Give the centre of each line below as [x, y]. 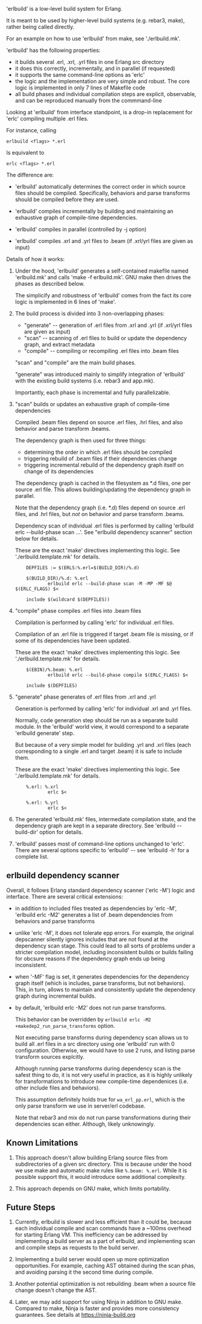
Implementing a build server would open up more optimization [92, 1259]
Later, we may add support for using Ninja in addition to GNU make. [99, 1302]
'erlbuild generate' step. [45, 733]
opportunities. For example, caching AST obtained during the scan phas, [105, 1266]
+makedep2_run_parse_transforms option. [65, 1025]
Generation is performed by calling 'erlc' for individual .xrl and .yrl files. [103, 709]
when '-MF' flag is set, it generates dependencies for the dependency [102, 977]
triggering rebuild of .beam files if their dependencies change [100, 458]
